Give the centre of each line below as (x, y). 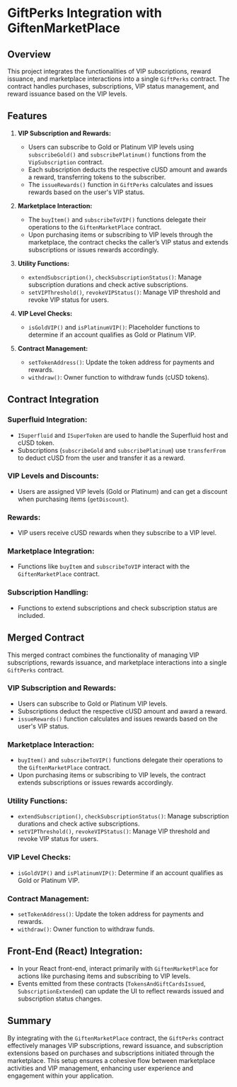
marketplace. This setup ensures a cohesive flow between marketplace (111, 1060)
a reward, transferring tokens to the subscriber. (97, 177)
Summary (29, 1021)
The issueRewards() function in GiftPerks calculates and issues (121, 184)
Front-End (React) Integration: (75, 951)
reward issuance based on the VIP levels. (67, 94)
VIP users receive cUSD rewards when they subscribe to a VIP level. (117, 533)
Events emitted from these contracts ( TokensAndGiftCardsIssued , (111, 984)
